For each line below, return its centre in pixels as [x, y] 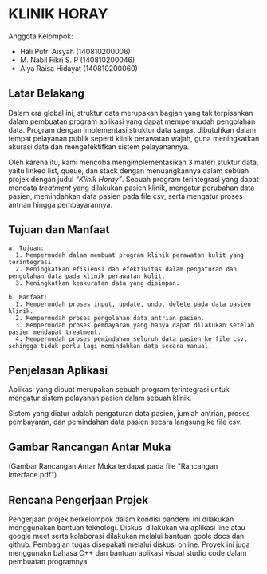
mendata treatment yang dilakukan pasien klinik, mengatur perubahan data [132, 188]
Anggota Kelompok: [41, 36]
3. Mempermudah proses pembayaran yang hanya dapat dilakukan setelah [135, 325]
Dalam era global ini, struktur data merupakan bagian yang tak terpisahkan [131, 113]
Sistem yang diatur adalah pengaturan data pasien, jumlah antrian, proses [129, 414]
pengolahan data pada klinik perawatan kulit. [87, 276]
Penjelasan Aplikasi [58, 370]
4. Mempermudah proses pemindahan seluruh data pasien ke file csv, [132, 339]
